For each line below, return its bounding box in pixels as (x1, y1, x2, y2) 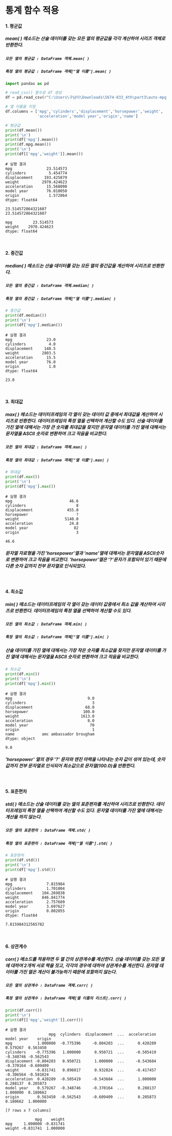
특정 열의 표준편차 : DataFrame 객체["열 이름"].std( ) (5, 841, 113, 846)
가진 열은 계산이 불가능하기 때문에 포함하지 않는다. (18, 969, 117, 975)
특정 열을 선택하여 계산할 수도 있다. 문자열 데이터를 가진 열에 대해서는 (27, 807, 162, 813)
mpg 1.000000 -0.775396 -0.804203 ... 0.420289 (5, 1041, 157, 1046)
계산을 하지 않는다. (5, 814, 42, 820)
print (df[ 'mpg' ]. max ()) (5, 484, 56, 489)
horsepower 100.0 (5, 709, 95, 714)
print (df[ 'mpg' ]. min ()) (5, 681, 56, 686)
